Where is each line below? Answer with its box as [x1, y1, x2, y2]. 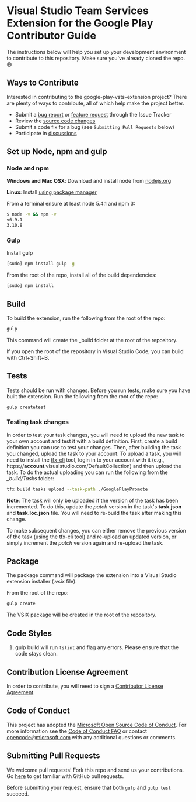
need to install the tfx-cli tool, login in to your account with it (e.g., [6, 456, 165, 463]
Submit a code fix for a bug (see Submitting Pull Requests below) [15, 123, 174, 130]
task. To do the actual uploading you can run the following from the [6, 469, 168, 476]
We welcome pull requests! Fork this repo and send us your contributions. [6, 766, 184, 773]
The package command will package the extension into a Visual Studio [6, 572, 177, 579]
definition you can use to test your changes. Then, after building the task [6, 443, 181, 451]
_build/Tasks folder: [6, 475, 54, 482]
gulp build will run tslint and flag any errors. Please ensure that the [15, 644, 179, 651]
